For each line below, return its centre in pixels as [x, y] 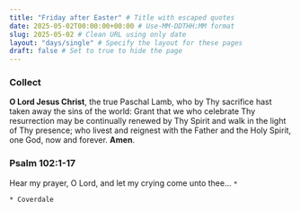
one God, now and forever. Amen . [72, 140]
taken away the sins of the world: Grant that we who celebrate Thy [132, 111]
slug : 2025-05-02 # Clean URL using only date [98, 34]
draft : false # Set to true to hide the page [96, 51]
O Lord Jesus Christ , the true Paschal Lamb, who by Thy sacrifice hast [141, 102]
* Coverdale [31, 199]
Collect [26, 83]
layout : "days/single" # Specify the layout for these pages [126, 43]
